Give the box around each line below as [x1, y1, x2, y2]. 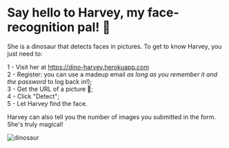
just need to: [7, 50, 43, 58]
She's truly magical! [7, 120, 63, 128]
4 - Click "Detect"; [7, 92, 60, 101]
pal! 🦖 [77, 19, 111, 35]
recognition [7, 19, 75, 35]
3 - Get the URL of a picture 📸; [7, 85, 94, 93]
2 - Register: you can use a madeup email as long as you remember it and [7, 70, 218, 78]
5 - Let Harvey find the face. [7, 99, 88, 107]
